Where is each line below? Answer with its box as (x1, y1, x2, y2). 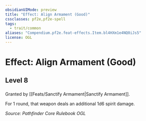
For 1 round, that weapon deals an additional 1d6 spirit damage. (5, 101, 135, 107)
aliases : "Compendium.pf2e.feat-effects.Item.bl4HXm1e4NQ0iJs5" (5, 30, 142, 35)
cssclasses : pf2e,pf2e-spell (5, 16, 66, 21)
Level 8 (5, 76, 28, 85)
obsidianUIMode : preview (5, 7, 57, 12)
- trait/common (9, 26, 41, 31)
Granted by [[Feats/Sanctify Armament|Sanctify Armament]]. (5, 91, 131, 97)
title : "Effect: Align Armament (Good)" (5, 12, 91, 17)
